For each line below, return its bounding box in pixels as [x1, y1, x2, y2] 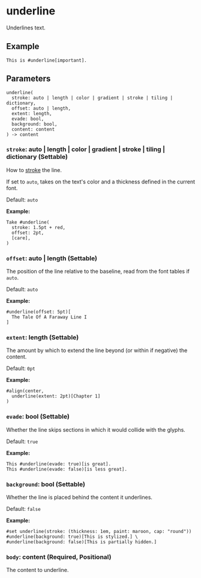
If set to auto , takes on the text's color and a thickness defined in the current [6, 178, 196, 185]
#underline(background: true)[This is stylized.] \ [6, 534, 138, 540]
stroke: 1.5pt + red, [11, 224, 66, 230]
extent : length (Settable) [6, 333, 79, 342]
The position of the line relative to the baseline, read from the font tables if [6, 268, 190, 275]
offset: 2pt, [11, 230, 44, 236]
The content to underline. [6, 567, 69, 574]
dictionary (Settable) [6, 153, 68, 161]
